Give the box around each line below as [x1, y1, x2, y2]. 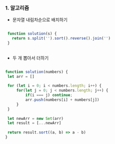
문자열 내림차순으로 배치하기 [12, 17, 68, 23]
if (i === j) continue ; [25, 93, 72, 98]
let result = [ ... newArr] [7, 120, 61, 126]
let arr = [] [7, 74, 35, 79]
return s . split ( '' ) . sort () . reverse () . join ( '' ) [11, 36, 111, 41]
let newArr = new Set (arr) [7, 116, 64, 121]
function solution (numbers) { [5, 69, 68, 74]
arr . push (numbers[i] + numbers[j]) [25, 97, 99, 102]
